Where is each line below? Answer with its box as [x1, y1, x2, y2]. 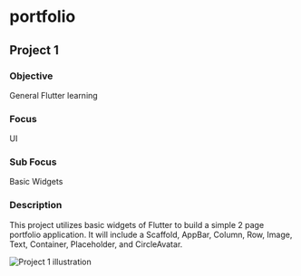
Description [9, 199, 63, 212]
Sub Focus [9, 156, 57, 168]
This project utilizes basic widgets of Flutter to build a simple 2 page [9, 219, 265, 230]
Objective [9, 70, 53, 82]
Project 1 [9, 43, 59, 58]
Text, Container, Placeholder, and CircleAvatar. [9, 238, 183, 250]
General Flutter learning [9, 90, 98, 100]
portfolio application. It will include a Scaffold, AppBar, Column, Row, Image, [9, 229, 293, 240]
